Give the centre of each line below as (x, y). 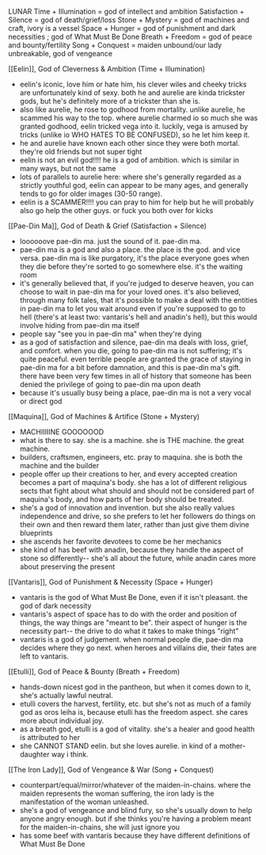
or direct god (41, 401)
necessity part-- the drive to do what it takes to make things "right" (129, 631)
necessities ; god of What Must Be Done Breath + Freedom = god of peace (130, 36)
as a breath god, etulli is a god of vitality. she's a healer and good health (137, 729)
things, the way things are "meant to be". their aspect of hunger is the (133, 622)
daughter (34, 754)
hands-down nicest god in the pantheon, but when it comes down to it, (135, 687)
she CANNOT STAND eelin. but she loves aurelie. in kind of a (118, 746)
